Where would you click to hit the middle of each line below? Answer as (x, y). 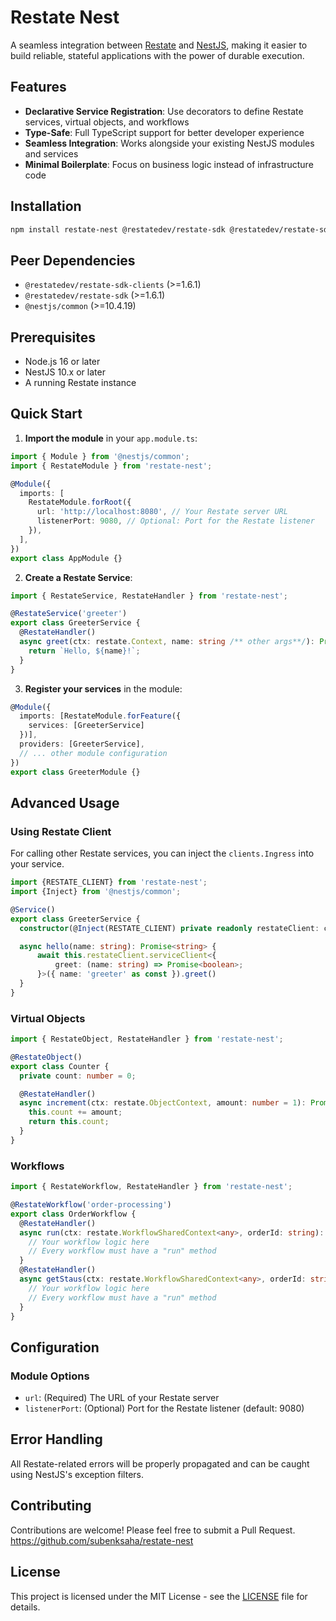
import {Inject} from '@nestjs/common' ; (96, 892)
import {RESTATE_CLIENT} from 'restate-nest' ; (109, 882)
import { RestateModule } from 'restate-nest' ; (111, 466)
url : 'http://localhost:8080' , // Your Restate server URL (162, 512)
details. (25, 1607)
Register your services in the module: (103, 688)
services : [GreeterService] (86, 726)
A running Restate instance (80, 383)
